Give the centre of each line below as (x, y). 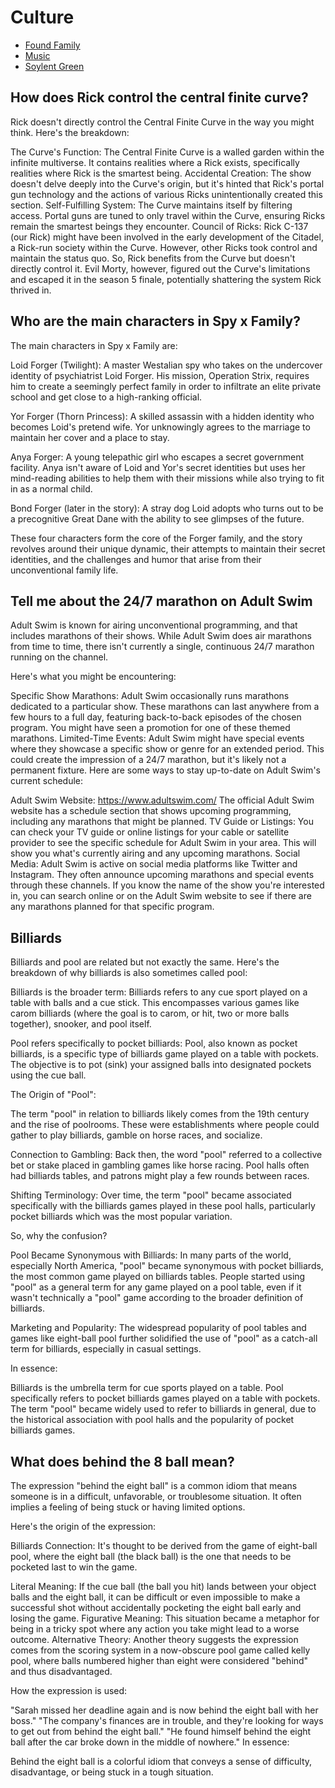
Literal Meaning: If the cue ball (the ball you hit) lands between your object (163, 1586)
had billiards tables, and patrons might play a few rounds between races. (160, 1176)
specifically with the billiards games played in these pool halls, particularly (163, 1206)
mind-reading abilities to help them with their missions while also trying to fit (167, 478)
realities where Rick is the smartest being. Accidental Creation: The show (161, 173)
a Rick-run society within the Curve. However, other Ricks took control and (164, 247)
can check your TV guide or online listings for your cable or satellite (150, 832)
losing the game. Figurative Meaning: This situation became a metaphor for (165, 1618)
